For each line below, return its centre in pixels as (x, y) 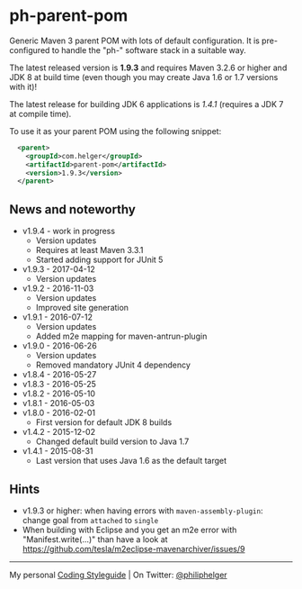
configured (30, 50)
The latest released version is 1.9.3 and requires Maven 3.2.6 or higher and (148, 68)
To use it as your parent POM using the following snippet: (115, 131)
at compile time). (40, 113)
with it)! (23, 86)
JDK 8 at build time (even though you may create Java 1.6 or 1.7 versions (144, 77)
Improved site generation (82, 308)
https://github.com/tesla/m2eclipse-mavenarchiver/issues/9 (133, 548)
